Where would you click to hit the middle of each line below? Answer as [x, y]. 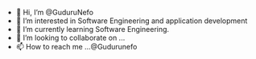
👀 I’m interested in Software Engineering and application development [132, 21]
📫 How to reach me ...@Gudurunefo [76, 47]
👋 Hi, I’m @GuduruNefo [55, 12]
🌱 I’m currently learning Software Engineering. [93, 29]
